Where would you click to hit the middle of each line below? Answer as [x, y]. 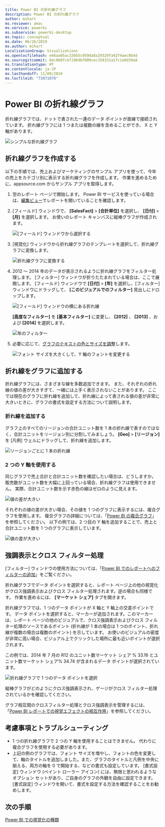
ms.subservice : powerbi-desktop [38, 32]
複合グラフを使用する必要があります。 [51, 747]
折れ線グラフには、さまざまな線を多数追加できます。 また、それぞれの [77, 384]
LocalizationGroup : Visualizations [42, 51]
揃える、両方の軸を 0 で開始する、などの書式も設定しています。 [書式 [83, 765]
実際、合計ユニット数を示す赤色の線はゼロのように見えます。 [77, 488]
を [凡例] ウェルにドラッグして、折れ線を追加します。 [59, 440]
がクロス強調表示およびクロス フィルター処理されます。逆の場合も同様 [77, 591]
